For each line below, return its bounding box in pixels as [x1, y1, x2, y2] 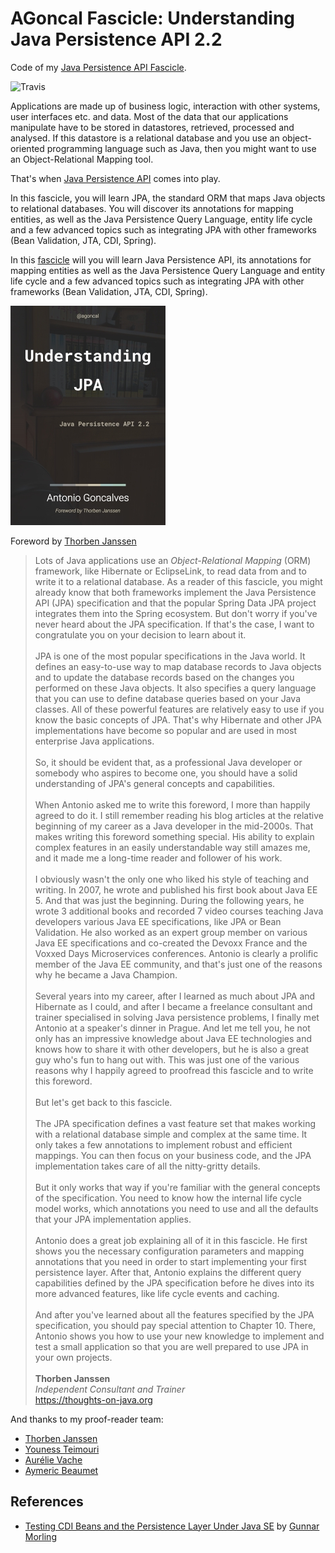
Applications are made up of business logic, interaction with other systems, [10, 100, 321, 112]
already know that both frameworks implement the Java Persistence [34, 586, 317, 598]
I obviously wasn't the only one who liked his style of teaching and [34, 873, 309, 885]
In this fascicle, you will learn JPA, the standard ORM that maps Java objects [10, 192, 326, 204]
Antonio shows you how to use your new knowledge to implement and [34, 1330, 325, 1342]
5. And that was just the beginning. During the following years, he [34, 894, 305, 906]
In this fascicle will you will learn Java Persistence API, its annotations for [10, 253, 312, 266]
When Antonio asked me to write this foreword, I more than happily [34, 798, 311, 811]
